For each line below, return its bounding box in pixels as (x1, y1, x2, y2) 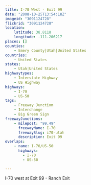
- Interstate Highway (14, 75, 58, 80)
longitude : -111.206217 (14, 35, 63, 40)
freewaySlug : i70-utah (18, 130, 65, 135)
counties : (5, 44, 25, 48)
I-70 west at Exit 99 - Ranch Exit (5, 175, 70, 181)
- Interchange (14, 107, 43, 113)
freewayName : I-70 (18, 125, 56, 130)
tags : (5, 98, 16, 103)
